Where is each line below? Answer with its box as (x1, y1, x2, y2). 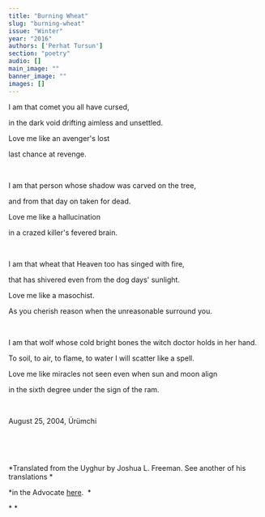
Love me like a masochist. (8, 290, 95, 300)
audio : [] (8, 58, 42, 66)
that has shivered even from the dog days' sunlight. (8, 275, 181, 284)
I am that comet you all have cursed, (8, 102, 130, 112)
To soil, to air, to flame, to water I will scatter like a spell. (8, 353, 194, 363)
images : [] (8, 79, 45, 88)
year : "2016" (8, 34, 53, 43)
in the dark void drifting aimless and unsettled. (8, 117, 164, 127)
